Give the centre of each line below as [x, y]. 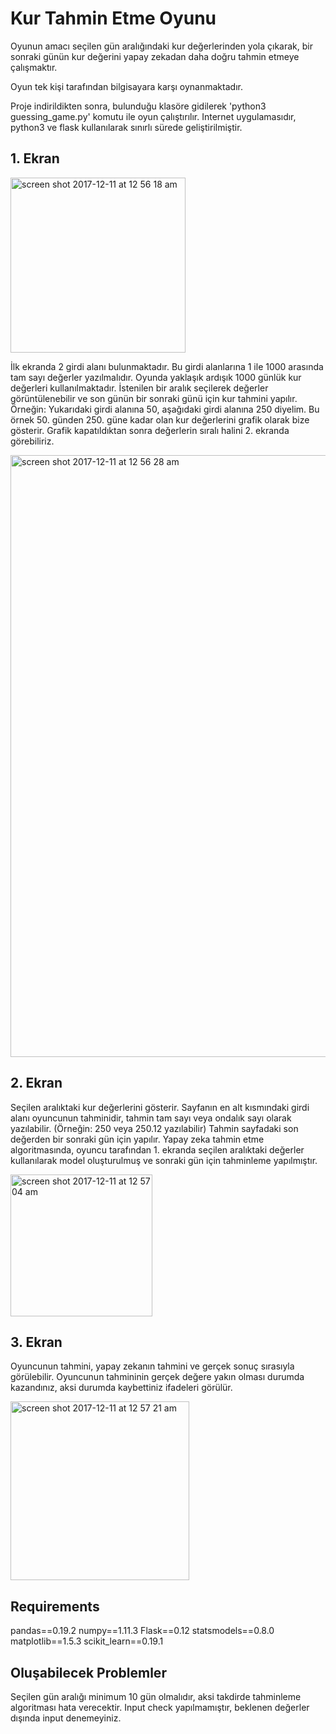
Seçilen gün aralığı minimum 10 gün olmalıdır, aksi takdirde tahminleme [156, 1696]
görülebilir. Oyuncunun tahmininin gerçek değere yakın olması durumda [157, 1377]
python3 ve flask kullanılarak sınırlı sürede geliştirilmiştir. [126, 127]
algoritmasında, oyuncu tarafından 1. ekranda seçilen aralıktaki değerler [157, 1149]
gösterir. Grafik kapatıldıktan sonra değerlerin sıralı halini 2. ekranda [150, 430]
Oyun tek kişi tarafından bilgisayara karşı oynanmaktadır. [126, 86]
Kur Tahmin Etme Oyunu [113, 18]
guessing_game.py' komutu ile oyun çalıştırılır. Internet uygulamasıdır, [153, 116]
